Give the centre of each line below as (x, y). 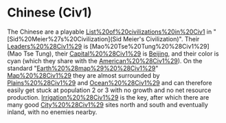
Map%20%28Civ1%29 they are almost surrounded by (83, 75)
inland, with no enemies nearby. (52, 112)
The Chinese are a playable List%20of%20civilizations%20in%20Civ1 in (110, 32)
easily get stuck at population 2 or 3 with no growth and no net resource (109, 90)
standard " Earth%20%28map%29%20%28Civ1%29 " (83, 68)
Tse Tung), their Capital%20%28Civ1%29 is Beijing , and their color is (121, 54)
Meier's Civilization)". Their (161, 38)
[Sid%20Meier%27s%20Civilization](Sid (65, 38)
